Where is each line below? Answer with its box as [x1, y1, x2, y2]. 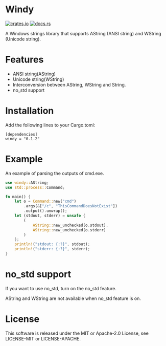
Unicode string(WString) [12, 76, 64, 82]
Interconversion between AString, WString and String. [12, 81, 126, 88]
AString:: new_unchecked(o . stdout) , [32, 223, 109, 228]
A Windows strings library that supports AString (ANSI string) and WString [5, 30, 162, 36]
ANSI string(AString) [12, 71, 56, 77]
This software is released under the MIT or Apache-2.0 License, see [5, 330, 149, 336]
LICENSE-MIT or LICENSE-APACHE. [5, 335, 81, 341]
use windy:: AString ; [5, 180, 50, 185]
